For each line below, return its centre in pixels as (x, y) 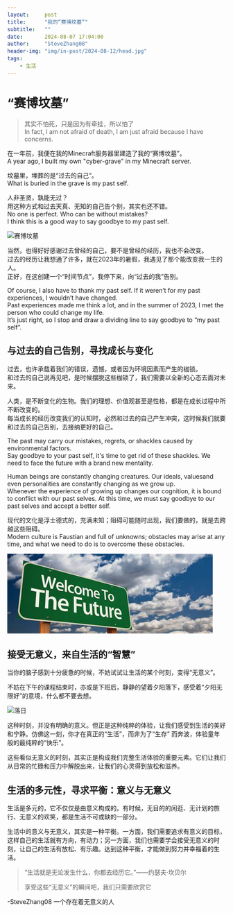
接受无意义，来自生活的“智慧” (71, 655)
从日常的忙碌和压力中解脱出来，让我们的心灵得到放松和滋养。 (95, 766)
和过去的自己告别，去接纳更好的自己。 (62, 427)
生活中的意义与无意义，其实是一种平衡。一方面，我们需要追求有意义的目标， (116, 832)
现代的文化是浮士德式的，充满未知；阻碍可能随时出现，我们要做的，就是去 (113, 520)
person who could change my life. (56, 312)
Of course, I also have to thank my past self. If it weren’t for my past (104, 290)
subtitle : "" (29, 29)
